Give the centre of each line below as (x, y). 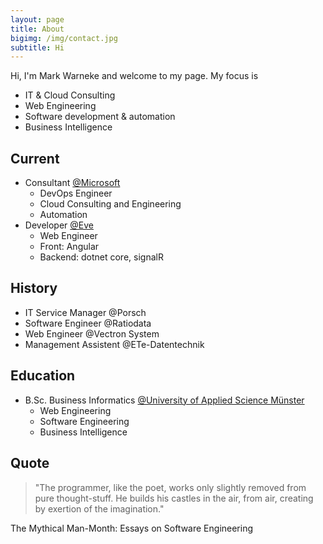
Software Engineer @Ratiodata (88, 323)
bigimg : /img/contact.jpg (64, 38)
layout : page (37, 19)
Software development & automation (100, 117)
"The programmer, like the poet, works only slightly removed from (170, 487)
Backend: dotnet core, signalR (101, 257)
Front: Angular (69, 247)
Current (35, 158)
